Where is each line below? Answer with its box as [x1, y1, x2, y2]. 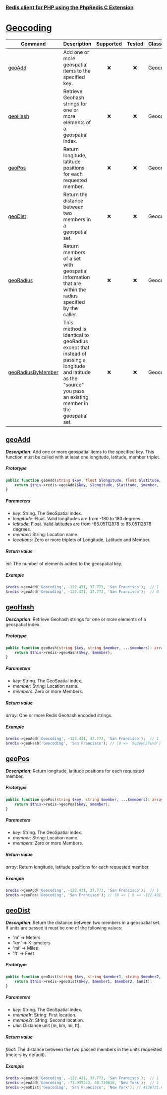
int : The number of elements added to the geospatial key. [5, 561, 123, 567]
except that [63, 344, 90, 351]
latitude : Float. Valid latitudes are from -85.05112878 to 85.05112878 [12, 521, 152, 527]
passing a [63, 356, 86, 363]
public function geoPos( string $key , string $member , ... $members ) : [5, 797, 150, 802]
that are [63, 280, 81, 287]
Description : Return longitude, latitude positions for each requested [5, 768, 144, 774]
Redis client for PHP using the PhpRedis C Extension [5, 4, 134, 11]
